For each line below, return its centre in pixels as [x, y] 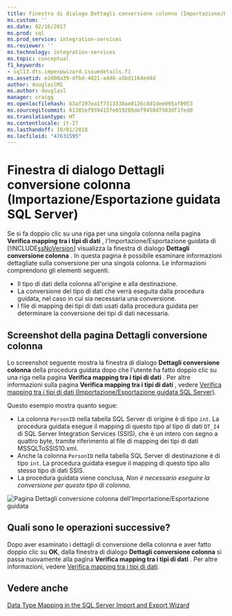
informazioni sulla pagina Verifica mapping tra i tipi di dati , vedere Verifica [115, 385]
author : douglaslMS [35, 85]
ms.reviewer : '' [30, 46]
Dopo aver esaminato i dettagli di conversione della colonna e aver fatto [109, 544]
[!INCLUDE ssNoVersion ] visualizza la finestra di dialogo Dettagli [98, 248]
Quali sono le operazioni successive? [89, 528]
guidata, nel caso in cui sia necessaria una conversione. [97, 299]
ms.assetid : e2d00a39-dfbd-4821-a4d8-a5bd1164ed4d [81, 78]
